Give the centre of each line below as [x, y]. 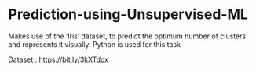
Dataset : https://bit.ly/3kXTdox [58, 59]
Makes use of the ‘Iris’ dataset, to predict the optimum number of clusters [127, 36]
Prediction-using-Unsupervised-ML [128, 14]
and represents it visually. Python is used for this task [95, 44]
